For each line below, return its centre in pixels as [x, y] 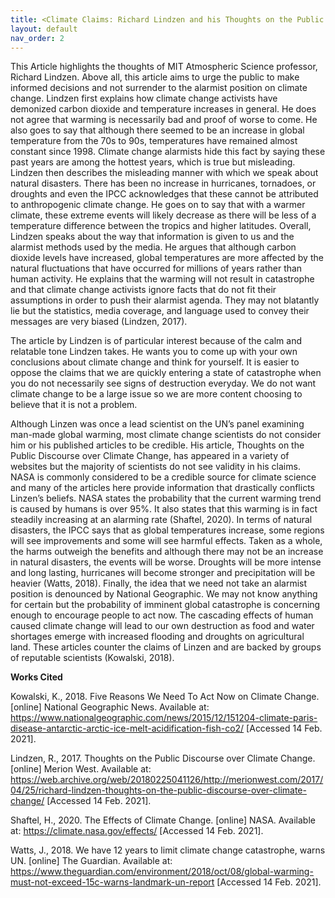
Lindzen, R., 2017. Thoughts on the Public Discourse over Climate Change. [163, 758]
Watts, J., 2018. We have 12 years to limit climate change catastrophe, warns [168, 850]
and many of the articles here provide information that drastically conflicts [162, 488]
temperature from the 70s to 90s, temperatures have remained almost [154, 141]
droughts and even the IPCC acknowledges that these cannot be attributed [164, 194]
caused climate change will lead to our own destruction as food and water [162, 626]
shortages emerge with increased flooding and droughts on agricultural [157, 637]
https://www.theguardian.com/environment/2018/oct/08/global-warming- [162, 872]
